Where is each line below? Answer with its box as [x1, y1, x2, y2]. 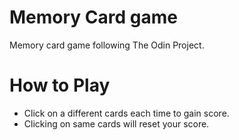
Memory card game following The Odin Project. [9, 39, 205, 51]
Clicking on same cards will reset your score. [23, 117, 210, 130]
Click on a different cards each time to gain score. [23, 107, 230, 119]
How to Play [9, 74, 111, 97]
